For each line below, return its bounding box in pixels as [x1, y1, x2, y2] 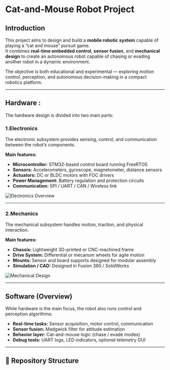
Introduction [5, 24, 46, 32]
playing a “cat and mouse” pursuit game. [5, 43, 90, 49]
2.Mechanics [5, 210, 38, 217]
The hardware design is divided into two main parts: [5, 112, 114, 118]
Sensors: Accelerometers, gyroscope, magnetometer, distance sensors [12, 167, 162, 173]
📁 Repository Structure [5, 356, 79, 365]
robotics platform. [5, 80, 42, 85]
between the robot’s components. [5, 142, 76, 148]
